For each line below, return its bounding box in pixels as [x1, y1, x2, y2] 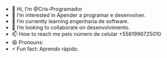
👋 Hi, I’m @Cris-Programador [11, 6, 82, 12]
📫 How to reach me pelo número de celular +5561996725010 [11, 31, 162, 37]
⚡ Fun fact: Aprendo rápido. [11, 45, 79, 52]
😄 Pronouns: [11, 39, 44, 46]
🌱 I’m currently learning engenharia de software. [11, 18, 129, 24]
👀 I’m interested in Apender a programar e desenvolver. [11, 12, 146, 19]
